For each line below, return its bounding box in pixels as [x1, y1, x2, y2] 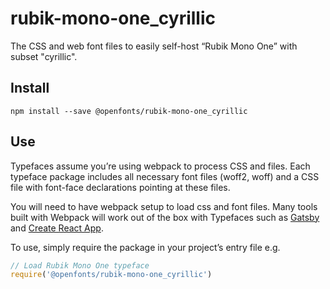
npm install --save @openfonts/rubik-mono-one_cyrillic [10, 106, 248, 116]
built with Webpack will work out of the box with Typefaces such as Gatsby [10, 211, 320, 223]
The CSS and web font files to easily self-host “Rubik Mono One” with [10, 40, 298, 52]
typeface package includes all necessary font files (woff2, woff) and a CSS [10, 170, 320, 182]
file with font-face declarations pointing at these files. [10, 181, 231, 193]
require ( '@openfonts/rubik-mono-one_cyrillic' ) [10, 270, 213, 280]
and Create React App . [10, 222, 104, 234]
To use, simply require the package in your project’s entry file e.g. [10, 241, 281, 253]
